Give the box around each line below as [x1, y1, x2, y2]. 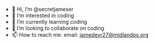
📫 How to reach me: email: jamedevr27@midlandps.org [11, 32, 149, 38]
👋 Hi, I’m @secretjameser [11, 6, 74, 12]
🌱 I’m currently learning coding [11, 18, 88, 25]
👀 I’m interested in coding [11, 12, 75, 19]
